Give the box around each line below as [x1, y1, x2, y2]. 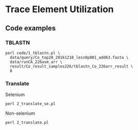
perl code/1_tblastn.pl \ [5, 50, 60, 55]
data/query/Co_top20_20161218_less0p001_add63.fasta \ [10, 55, 129, 60]
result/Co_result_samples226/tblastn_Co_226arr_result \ [10, 63, 133, 69]
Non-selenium [5, 110, 35, 116]
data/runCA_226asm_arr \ [10, 59, 63, 64]
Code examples [5, 24, 56, 32]
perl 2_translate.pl [5, 120, 49, 125]
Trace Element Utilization [5, 4, 114, 15]
